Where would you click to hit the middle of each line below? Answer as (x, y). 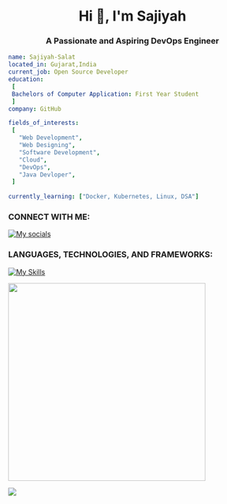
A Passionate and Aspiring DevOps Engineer (132, 41)
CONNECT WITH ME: (49, 217)
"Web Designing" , (47, 146)
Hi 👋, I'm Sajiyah (132, 16)
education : (26, 80)
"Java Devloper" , (47, 174)
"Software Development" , (60, 152)
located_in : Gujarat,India (52, 65)
